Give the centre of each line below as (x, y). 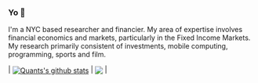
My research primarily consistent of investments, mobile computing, (118, 46)
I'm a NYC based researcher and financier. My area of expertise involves (125, 30)
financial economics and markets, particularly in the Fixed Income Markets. (129, 38)
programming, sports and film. (57, 55)
